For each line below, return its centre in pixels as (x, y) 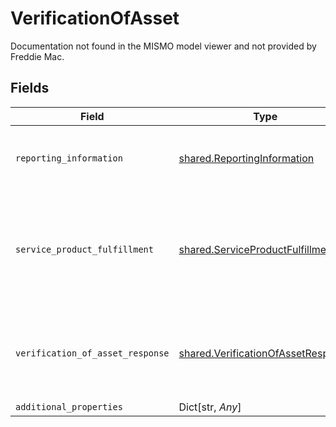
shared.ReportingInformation (246, 158)
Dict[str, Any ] (210, 407)
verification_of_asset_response (92, 353)
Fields (30, 88)
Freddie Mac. (37, 56)
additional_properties (69, 406)
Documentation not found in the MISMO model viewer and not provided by (163, 46)
